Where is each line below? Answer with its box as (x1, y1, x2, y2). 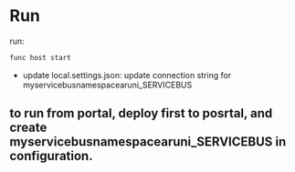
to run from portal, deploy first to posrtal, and (9, 106, 273, 121)
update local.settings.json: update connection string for (22, 69, 232, 80)
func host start (9, 53, 71, 62)
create (9, 120, 47, 136)
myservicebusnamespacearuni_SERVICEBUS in (9, 134, 287, 150)
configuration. (9, 148, 93, 164)
